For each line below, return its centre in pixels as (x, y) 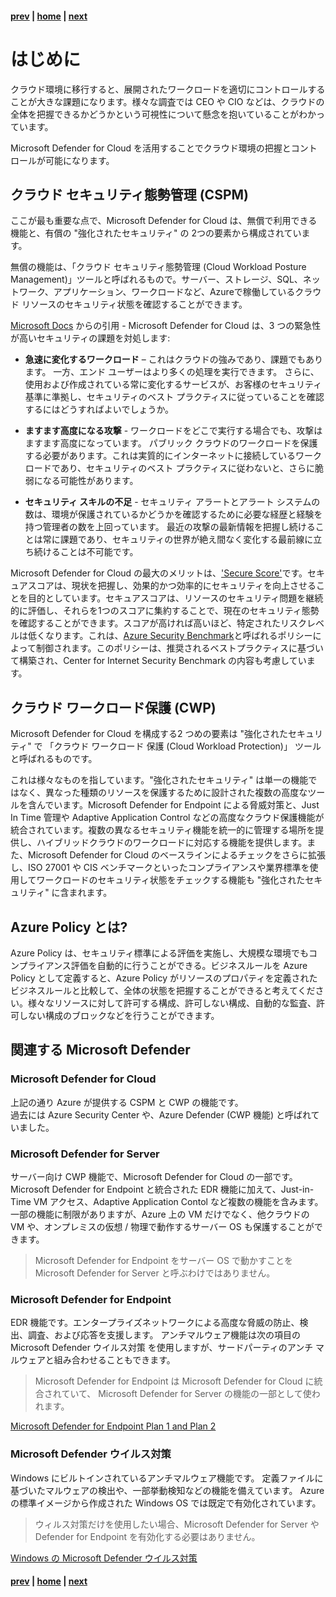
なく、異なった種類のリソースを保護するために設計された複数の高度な (163, 793)
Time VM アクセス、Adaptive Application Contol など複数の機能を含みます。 (167, 1201)
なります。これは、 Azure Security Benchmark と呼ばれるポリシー (178, 636)
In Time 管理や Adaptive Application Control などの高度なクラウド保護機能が (167, 818)
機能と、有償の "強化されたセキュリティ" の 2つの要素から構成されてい (156, 233)
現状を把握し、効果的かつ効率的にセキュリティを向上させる (194, 586)
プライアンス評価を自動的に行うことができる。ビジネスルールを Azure (163, 965)
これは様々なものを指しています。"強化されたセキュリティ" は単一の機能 (159, 780)
